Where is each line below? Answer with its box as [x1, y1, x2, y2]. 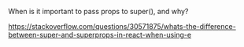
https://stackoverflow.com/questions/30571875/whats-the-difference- [8, 22, 236, 31]
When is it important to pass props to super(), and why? [8, 7, 189, 16]
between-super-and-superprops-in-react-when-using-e [8, 31, 191, 39]
